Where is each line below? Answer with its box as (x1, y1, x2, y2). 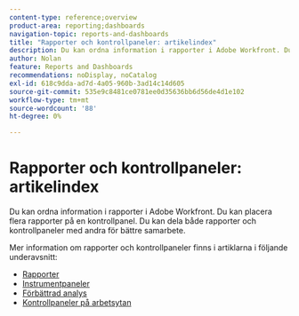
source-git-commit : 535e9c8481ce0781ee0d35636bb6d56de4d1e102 (9, 87, 245, 96)
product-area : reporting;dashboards (9, 21, 145, 30)
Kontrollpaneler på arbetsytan (21, 297, 132, 308)
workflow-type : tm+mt (9, 95, 90, 105)
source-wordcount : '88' (9, 104, 98, 113)
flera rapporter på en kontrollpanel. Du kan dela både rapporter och (9, 216, 256, 226)
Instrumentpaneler (21, 279, 91, 289)
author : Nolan (9, 54, 62, 63)
